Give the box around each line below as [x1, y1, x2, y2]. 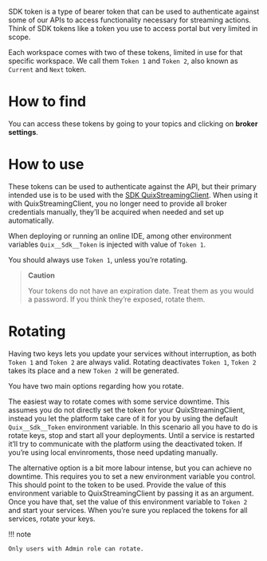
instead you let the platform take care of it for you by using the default [8, 413, 238, 423]
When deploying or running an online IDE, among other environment [8, 231, 232, 240]
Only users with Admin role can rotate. [8, 544, 145, 553]
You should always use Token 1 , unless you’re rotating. [8, 255, 188, 264]
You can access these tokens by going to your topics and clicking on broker [8, 119, 258, 128]
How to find [8, 93, 86, 111]
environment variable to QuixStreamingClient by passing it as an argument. [8, 488, 254, 498]
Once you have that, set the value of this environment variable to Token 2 [8, 496, 248, 506]
